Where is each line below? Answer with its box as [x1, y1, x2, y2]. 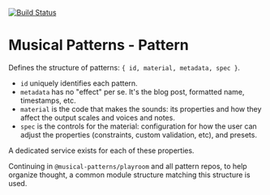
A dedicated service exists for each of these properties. [8, 146, 195, 155]
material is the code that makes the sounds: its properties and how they [19, 104, 262, 113]
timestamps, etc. [19, 95, 76, 105]
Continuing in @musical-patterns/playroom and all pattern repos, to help [8, 161, 247, 171]
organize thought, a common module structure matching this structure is [8, 170, 251, 180]
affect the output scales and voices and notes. [19, 112, 176, 122]
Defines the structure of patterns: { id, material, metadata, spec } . [8, 62, 241, 72]
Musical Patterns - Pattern [8, 36, 189, 54]
